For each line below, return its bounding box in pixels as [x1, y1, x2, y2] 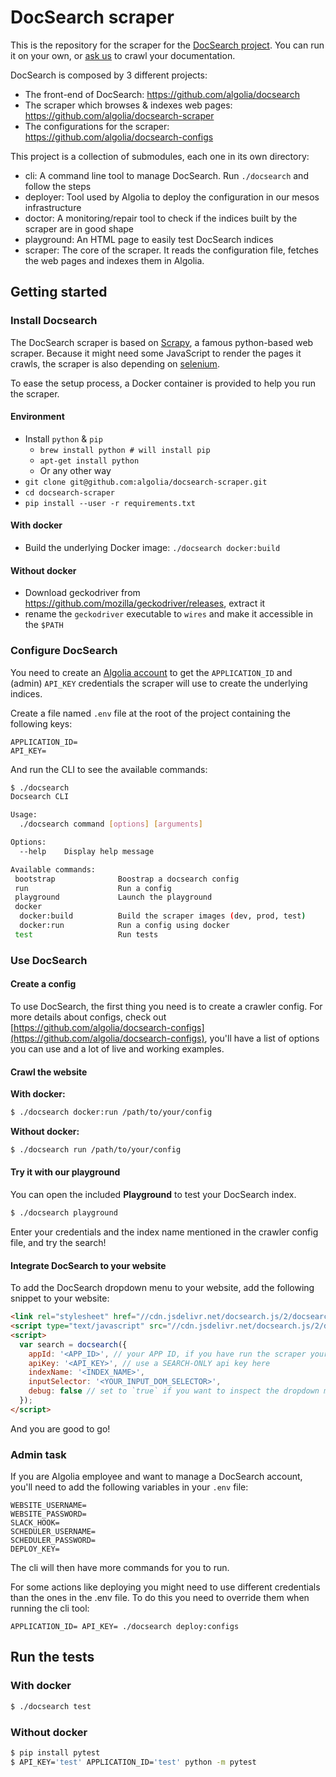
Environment [10, 411, 65, 423]
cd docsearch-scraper [24, 487, 115, 498]
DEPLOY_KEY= [10, 1544, 60, 1555]
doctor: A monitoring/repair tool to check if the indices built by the [24, 212, 298, 224]
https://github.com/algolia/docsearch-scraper [24, 109, 215, 121]
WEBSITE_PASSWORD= [10, 1509, 87, 1520]
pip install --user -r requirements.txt [24, 498, 196, 508]
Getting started [10, 284, 108, 301]
